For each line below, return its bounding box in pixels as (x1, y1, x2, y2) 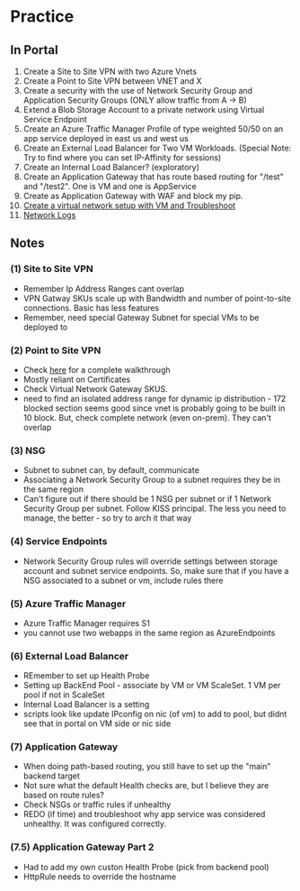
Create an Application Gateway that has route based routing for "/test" (22, 171, 284, 182)
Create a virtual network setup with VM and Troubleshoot (22, 200, 236, 211)
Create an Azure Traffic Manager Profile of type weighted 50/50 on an (22, 123, 284, 134)
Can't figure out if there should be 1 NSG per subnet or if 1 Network (22, 494, 272, 505)
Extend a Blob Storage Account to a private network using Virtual (22, 105, 265, 114)
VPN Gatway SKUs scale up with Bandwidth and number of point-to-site (22, 293, 291, 304)
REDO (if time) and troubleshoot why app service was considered (22, 809, 266, 820)
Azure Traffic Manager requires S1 (22, 617, 151, 628)
